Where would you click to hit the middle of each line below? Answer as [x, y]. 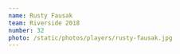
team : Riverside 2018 [44, 23]
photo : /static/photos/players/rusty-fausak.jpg [90, 38]
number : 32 [26, 30]
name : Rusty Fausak [41, 15]
